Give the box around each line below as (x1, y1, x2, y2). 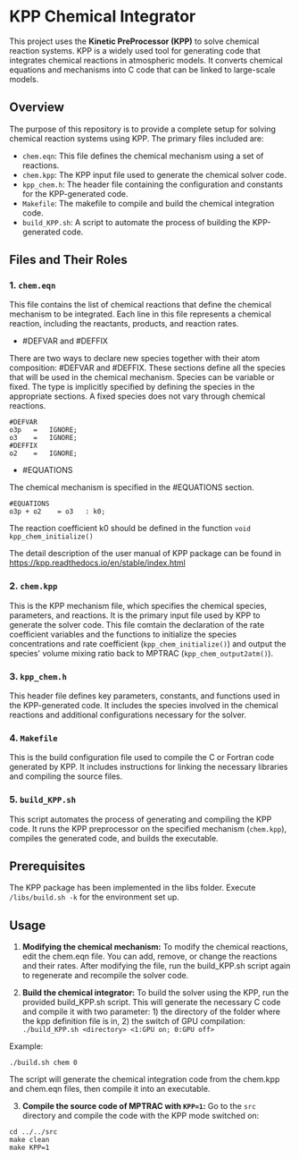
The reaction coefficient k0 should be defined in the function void (9, 523, 252, 534)
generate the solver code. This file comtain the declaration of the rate (9, 619, 265, 630)
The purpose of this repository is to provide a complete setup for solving (9, 123, 277, 134)
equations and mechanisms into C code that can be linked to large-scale (9, 64, 276, 75)
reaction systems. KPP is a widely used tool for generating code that (9, 45, 261, 55)
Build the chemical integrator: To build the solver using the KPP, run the (21, 987, 289, 998)
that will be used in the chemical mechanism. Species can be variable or (9, 372, 275, 383)
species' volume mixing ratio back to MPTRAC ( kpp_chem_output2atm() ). (9, 647, 274, 658)
